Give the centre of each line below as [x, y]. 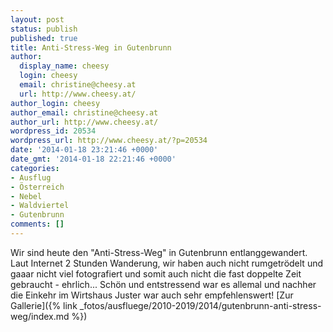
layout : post [37, 19]
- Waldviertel [40, 206]
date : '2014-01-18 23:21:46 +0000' [84, 150]
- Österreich [37, 187]
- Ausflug [31, 177]
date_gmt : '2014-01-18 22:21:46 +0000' [93, 159]
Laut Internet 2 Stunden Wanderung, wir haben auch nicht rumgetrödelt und [167, 263]
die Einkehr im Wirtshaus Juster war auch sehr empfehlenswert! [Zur [152, 295]
